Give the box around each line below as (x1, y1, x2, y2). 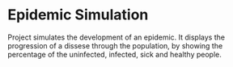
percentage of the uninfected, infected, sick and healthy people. (7, 49, 222, 59)
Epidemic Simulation (7, 6, 149, 24)
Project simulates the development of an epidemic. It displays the (7, 32, 226, 42)
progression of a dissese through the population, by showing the (7, 40, 223, 50)
